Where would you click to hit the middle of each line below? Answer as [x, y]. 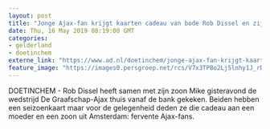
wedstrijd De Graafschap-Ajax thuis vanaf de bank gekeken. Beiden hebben [134, 99]
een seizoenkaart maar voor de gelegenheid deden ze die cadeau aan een [131, 107]
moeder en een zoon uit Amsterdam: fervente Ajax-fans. [102, 116]
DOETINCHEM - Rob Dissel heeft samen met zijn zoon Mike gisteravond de [133, 91]
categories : [28, 38]
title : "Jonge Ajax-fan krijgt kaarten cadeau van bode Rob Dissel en [129, 23]
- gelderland [30, 46]
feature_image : [34, 68]
